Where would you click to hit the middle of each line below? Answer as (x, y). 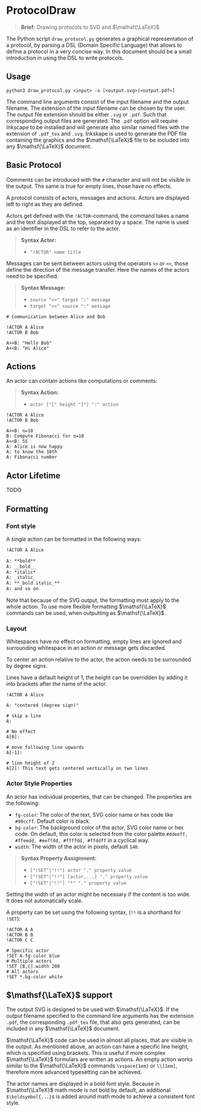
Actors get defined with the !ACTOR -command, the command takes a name (98, 215)
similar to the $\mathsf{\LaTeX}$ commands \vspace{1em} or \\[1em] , (92, 1066)
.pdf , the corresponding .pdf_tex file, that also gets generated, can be (93, 1022)
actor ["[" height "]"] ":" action (74, 405)
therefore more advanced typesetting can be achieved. (74, 1072)
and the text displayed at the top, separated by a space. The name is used (98, 222)
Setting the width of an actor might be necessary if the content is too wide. (98, 894)
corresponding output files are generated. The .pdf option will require (92, 121)
